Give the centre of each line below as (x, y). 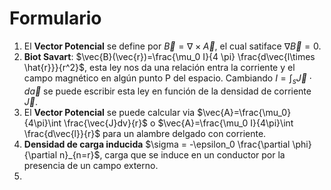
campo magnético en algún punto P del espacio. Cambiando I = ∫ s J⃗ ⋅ (167, 79)
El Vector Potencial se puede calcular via (109, 112)
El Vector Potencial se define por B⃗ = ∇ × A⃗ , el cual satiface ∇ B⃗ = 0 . (172, 46)
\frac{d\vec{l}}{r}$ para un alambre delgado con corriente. (145, 133)
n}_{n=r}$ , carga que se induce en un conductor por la (172, 154)
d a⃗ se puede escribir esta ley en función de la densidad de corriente (167, 91)
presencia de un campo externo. (91, 165)
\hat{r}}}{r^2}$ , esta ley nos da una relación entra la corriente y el (159, 67)
